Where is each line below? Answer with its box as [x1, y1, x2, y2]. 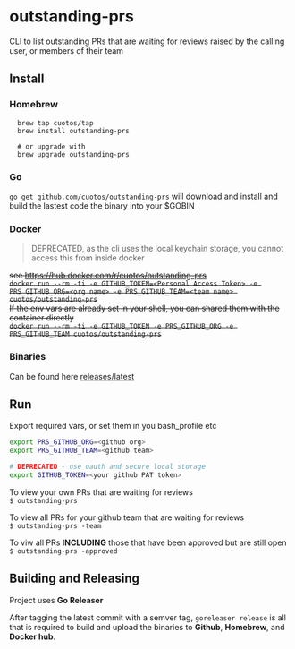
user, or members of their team [9, 45, 123, 56]
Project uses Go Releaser [9, 594, 104, 605]
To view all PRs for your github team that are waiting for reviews [9, 512, 244, 523]
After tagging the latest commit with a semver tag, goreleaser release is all [9, 611, 286, 623]
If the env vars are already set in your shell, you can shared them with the [9, 303, 280, 314]
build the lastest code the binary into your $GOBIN [9, 200, 195, 211]
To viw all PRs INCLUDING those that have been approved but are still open [9, 537, 288, 548]
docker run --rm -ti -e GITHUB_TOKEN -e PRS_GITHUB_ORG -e [9, 322, 234, 331]
